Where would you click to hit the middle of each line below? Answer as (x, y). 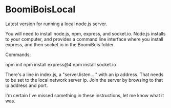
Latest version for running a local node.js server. (56, 24)
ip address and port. (27, 85)
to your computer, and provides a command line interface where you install (84, 39)
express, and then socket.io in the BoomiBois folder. (60, 44)
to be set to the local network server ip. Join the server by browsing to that (84, 80)
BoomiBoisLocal (40, 10)
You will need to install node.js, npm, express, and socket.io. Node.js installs (85, 33)
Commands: (18, 55)
